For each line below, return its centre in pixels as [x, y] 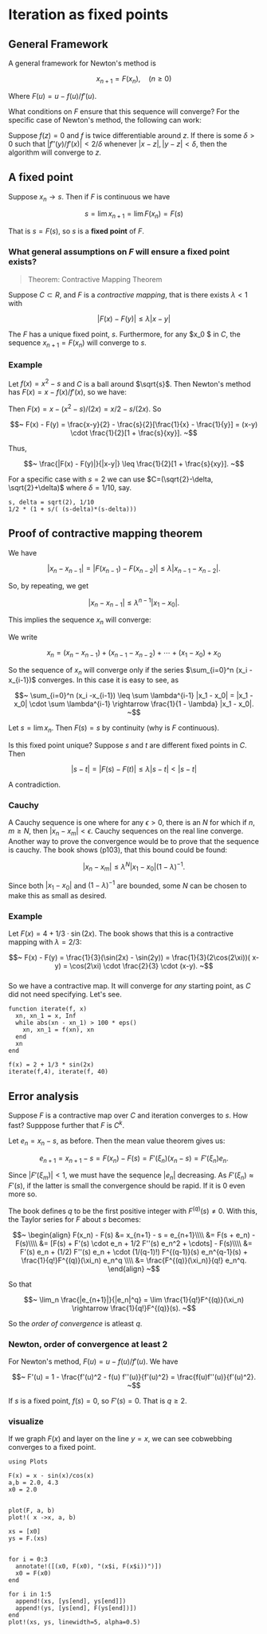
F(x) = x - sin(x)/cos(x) [51, 1476]
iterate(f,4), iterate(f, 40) [59, 1072]
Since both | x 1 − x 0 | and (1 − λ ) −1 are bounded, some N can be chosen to [128, 886]
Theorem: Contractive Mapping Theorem [95, 279]
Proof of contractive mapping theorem [106, 534]
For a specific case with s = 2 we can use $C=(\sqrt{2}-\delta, [111, 479]
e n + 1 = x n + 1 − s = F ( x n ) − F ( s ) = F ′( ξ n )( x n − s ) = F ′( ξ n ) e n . [134, 1159]
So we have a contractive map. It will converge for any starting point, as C [130, 986]
